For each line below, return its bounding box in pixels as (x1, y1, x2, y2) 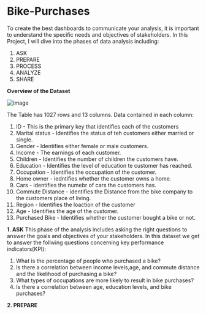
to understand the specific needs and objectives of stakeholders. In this (7, 31, 188, 38)
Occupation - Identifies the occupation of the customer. (15, 168, 157, 176)
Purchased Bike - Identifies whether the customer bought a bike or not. (15, 214, 196, 221)
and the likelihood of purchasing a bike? (15, 270, 117, 277)
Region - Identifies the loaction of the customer (15, 201, 135, 208)
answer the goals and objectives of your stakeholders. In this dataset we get (7, 232, 200, 239)
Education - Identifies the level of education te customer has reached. (15, 162, 193, 169)
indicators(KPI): (7, 245, 47, 252)
